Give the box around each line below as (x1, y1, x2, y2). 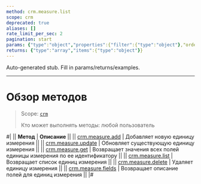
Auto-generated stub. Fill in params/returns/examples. (6, 64, 141, 71)
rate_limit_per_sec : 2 (6, 31, 63, 37)
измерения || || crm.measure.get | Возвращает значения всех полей (6, 145, 179, 152)
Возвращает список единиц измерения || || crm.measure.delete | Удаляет (6, 158, 193, 166)
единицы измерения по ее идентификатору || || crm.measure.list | (6, 152, 173, 159)
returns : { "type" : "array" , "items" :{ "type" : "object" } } (6, 48, 144, 54)
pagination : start (6, 36, 52, 42)
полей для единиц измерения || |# (6, 171, 94, 178)
